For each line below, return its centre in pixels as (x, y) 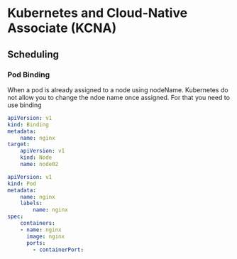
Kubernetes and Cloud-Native (98, 13)
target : (19, 144)
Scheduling (33, 54)
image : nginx (45, 236)
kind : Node (36, 158)
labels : (31, 204)
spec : (15, 217)
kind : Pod (22, 183)
